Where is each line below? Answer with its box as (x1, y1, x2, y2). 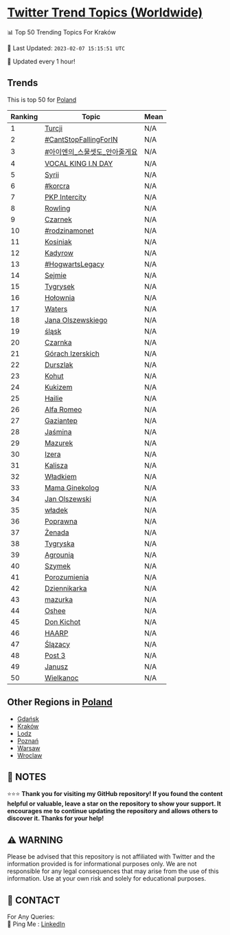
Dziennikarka (44, 583, 87, 593)
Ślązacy (44, 639, 71, 649)
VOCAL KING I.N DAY (44, 158, 113, 168)
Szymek (44, 561, 71, 570)
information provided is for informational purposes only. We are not (7, 860, 197, 868)
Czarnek (44, 215, 72, 224)
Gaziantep (44, 416, 78, 425)
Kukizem (44, 382, 73, 391)
